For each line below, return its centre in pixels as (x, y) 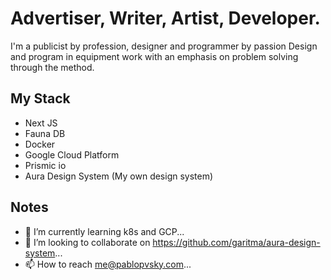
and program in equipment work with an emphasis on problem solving (154, 56)
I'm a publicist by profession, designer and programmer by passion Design (164, 46)
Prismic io (45, 165)
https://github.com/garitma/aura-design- (236, 242)
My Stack (40, 98)
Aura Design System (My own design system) (119, 176)
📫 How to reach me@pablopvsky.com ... (108, 264)
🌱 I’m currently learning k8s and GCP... (104, 231)
